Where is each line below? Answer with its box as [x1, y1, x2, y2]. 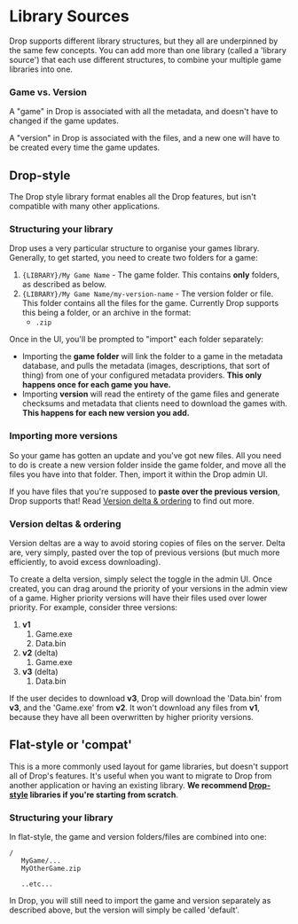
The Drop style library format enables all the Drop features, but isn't [9, 192, 257, 202]
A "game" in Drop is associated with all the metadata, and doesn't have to [9, 106, 278, 117]
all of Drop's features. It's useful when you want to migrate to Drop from [9, 770, 272, 781]
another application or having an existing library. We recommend [9, 779, 247, 790]
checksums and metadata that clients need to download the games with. [21, 398, 288, 409]
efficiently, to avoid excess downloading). [9, 556, 161, 567]
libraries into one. [9, 64, 74, 74]
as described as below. [21, 279, 107, 290]
